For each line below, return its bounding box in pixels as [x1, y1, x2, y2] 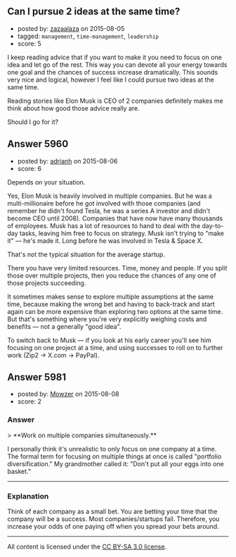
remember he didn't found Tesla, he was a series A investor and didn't [7, 206, 211, 215]
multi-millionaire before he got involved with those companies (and [7, 199, 202, 207]
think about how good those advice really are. [7, 104, 140, 112]
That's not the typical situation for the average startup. [7, 250, 165, 258]
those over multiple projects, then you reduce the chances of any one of [7, 271, 216, 280]
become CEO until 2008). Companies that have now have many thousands [7, 214, 223, 223]
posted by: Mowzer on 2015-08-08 [17, 390, 119, 399]
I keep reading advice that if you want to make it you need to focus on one [7, 53, 223, 61]
